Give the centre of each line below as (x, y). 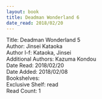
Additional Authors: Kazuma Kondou (51, 59)
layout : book (23, 12)
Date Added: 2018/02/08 (37, 72)
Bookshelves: (23, 78)
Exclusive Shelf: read (32, 85)
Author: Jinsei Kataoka (34, 46)
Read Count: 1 (24, 91)
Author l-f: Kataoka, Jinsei (39, 53)
